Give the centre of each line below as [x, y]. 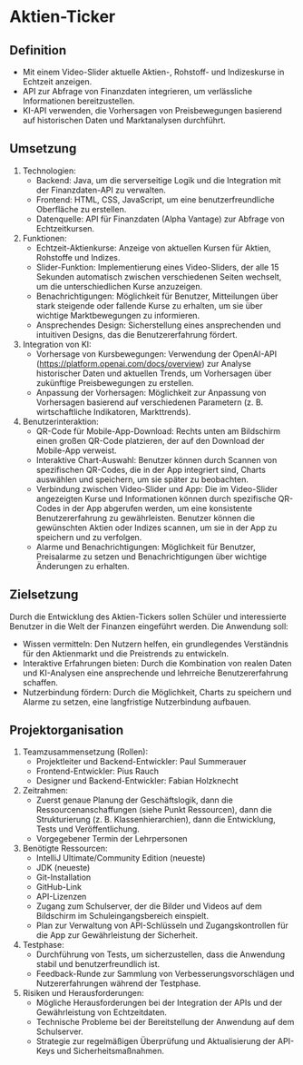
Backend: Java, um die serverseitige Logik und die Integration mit [158, 180]
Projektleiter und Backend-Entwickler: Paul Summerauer [141, 762]
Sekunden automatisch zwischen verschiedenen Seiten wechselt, [159, 276]
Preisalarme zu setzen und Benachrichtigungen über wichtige [151, 557]
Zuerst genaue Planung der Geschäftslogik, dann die [134, 800]
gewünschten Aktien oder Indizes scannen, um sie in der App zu [156, 528]
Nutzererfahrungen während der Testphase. [118, 983]
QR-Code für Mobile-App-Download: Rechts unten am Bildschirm [158, 431]
